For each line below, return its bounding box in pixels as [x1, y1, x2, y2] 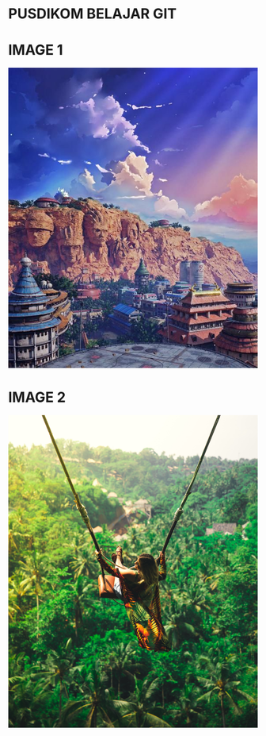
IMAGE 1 [8, 41, 63, 60]
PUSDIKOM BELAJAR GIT [8, 5, 177, 23]
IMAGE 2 [8, 388, 66, 407]
